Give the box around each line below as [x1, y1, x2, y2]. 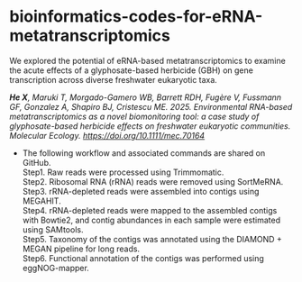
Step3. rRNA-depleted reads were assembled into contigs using [22, 186, 260, 196]
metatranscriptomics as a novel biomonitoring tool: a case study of [9, 111, 260, 122]
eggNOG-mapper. [22, 262, 90, 273]
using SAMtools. [22, 223, 84, 235]
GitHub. [22, 157, 51, 168]
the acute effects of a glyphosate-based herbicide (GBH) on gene [9, 65, 254, 76]
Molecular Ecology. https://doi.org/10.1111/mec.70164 [9, 130, 206, 141]
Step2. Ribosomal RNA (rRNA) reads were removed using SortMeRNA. [22, 176, 284, 186]
